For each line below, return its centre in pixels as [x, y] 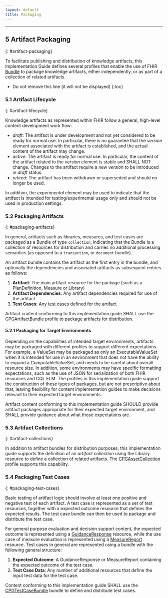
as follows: [16, 273]
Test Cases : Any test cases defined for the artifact [64, 304]
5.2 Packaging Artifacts [34, 216]
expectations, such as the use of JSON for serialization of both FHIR [75, 373]
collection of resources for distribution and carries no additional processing [83, 247]
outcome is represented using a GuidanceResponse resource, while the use [83, 534]
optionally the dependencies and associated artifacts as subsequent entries [83, 267]
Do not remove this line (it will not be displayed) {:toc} [68, 87]
